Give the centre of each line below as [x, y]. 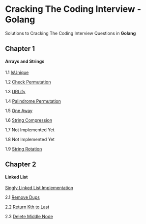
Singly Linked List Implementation [39, 188]
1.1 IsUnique [17, 72]
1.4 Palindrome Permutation [33, 101]
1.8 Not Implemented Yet [30, 139]
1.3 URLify [15, 91]
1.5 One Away [19, 111]
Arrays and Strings [25, 61]
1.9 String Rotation [24, 149]
